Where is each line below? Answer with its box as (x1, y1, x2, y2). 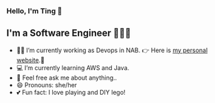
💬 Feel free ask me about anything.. (16, 73, 117, 82)
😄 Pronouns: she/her (16, 80, 77, 89)
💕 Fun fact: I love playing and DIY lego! (16, 88, 126, 96)
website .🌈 (16, 56, 45, 64)
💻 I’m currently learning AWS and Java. (16, 63, 130, 71)
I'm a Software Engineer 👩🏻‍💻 (6, 27, 131, 39)
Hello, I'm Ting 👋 (6, 6, 63, 16)
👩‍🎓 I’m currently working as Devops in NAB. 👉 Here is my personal (16, 46, 208, 54)
